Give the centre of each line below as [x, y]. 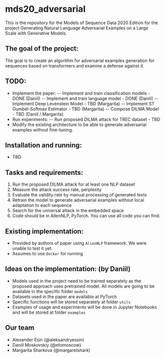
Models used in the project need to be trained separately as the [77, 281]
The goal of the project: [42, 49]
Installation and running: [44, 145]
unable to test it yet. [32, 248]
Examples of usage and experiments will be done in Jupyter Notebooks [84, 307]
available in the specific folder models [50, 291]
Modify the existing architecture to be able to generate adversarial [79, 125]
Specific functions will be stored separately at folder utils [71, 302]
